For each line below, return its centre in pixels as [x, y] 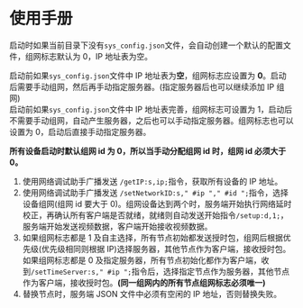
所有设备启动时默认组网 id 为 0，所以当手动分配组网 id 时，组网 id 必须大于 [148, 150]
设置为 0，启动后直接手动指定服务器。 [80, 131]
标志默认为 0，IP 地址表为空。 [96, 56]
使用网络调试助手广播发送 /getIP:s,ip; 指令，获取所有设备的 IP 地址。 [152, 181]
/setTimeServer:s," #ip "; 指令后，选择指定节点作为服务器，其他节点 [160, 271]
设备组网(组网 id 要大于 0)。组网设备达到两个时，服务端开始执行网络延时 [157, 204]
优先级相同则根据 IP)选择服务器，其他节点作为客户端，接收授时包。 [166, 249]
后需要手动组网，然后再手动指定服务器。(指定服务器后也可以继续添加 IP [142, 86]
